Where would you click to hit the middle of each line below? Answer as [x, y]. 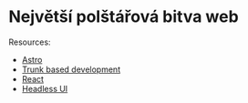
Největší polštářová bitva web [124, 17]
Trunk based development [71, 69]
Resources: [30, 42]
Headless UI [45, 88]
